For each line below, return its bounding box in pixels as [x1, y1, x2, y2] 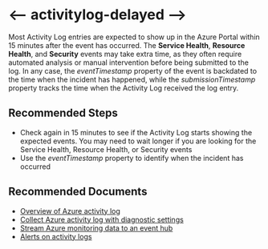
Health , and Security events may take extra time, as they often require [8, 49, 242, 58]
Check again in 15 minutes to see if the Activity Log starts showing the [19, 127, 253, 137]
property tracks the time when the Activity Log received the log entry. [8, 82, 239, 93]
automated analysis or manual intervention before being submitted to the [8, 58, 249, 67]
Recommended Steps [8, 106, 118, 120]
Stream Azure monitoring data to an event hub [19, 223, 173, 233]
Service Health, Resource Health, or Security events [19, 144, 193, 154]
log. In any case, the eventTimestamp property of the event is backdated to [8, 66, 258, 75]
